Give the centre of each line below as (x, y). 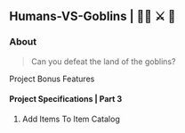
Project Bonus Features (52, 79)
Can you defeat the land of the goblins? (103, 61)
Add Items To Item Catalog (71, 119)
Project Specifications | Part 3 (66, 99)
